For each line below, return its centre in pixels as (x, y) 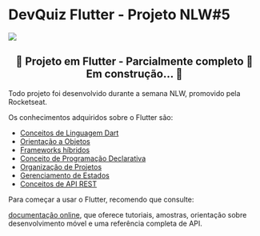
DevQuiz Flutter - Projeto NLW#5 (119, 15)
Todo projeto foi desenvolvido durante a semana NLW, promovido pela (124, 93)
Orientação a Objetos (55, 141)
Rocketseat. (28, 102)
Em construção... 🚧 (134, 74)
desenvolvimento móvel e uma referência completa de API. (105, 223)
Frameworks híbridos (55, 150)
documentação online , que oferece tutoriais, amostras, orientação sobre (128, 214)
